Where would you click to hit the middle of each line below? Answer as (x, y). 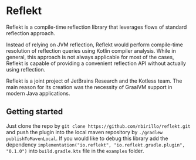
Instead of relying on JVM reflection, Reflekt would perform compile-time (94, 45)
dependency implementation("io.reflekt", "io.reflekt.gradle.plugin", (96, 144)
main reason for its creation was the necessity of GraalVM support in (89, 87)
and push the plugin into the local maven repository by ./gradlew (85, 132)
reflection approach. (31, 33)
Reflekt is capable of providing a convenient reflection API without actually (96, 63)
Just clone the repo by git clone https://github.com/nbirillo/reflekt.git (98, 126)
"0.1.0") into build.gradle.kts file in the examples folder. (75, 151)
